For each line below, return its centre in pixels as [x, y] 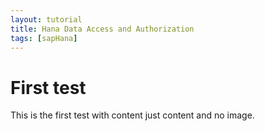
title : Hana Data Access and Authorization [102, 29]
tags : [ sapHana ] [44, 38]
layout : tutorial [46, 19]
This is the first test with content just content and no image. [132, 115]
